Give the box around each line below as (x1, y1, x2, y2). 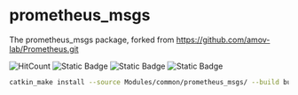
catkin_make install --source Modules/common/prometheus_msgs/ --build (9, 77, 279, 86)
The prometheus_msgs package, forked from (9, 34, 175, 45)
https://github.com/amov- (176, 34, 271, 45)
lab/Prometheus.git (9, 43, 79, 54)
